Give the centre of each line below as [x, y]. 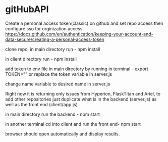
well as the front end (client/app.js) [42, 104]
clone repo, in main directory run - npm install [53, 49]
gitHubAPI [27, 9]
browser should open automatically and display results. [63, 134]
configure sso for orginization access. [45, 28]
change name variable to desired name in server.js [58, 84]
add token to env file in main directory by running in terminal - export [77, 69]
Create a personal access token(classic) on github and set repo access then [84, 23]
